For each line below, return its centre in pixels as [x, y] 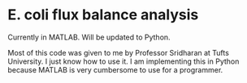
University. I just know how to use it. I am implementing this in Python [123, 61]
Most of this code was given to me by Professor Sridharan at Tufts [118, 52]
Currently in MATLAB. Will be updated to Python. [89, 37]
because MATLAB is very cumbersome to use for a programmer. [115, 69]
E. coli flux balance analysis [103, 15]
